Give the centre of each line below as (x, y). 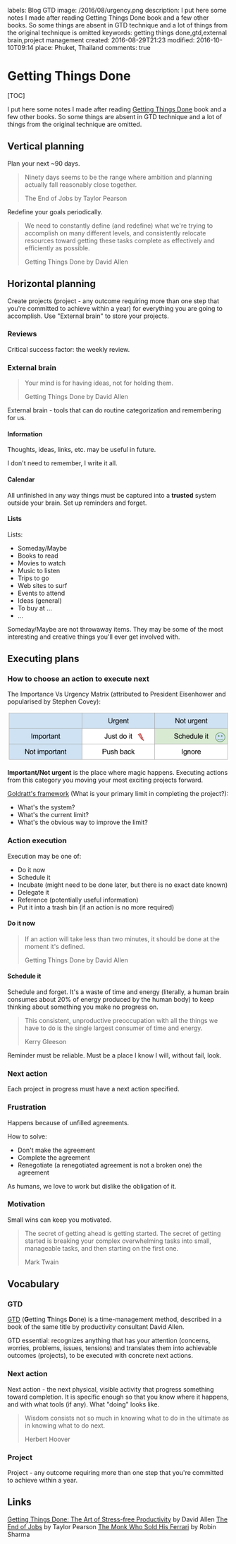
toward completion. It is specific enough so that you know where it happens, (118, 1397)
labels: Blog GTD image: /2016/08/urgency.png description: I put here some (117, 10)
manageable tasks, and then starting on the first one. (101, 1248)
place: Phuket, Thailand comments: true (93, 48)
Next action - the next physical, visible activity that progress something (111, 1389)
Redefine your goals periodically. (55, 212)
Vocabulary (33, 1284)
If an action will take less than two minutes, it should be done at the (122, 939)
